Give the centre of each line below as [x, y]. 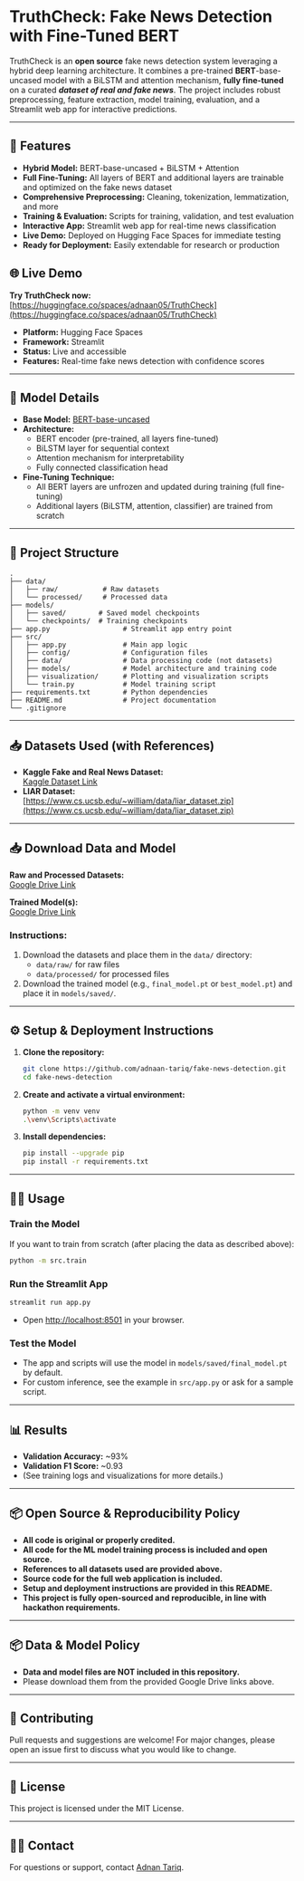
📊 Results [38, 1430]
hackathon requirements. [71, 1607]
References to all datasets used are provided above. [123, 1569]
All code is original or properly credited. [99, 1540]
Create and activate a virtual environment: [104, 1094]
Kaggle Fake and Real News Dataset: [93, 772]
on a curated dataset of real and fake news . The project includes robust [145, 90]
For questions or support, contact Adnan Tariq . [97, 1867]
